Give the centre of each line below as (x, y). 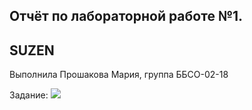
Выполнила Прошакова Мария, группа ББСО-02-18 (119, 75)
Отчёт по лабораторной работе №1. (126, 16)
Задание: (29, 95)
